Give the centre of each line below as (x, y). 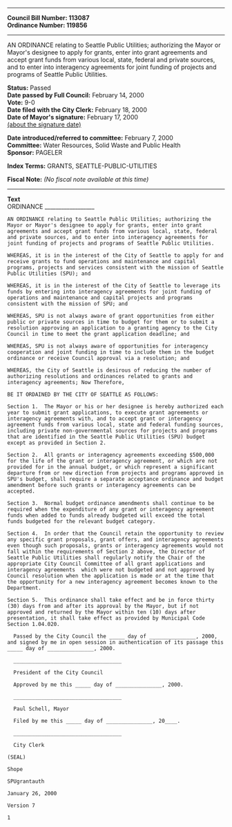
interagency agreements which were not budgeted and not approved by (111, 570)
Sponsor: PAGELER (35, 152)
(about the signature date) (44, 124)
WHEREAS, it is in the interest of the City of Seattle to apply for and (116, 256)
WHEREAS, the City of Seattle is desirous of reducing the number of (109, 370)
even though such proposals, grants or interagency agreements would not (116, 546)
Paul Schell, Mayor (41, 709)
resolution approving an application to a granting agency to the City (112, 328)
